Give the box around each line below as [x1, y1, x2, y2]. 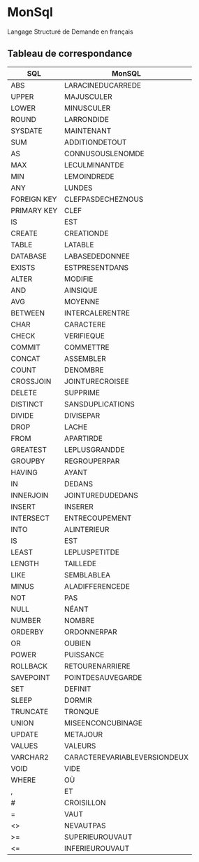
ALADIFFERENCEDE [64, 581, 131, 591]
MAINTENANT [64, 125, 112, 135]
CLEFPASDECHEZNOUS [64, 194, 144, 204]
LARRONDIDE [64, 114, 110, 124]
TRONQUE [64, 706, 99, 716]
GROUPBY [10, 456, 45, 466]
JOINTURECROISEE [64, 376, 129, 386]
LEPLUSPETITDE [64, 547, 120, 557]
